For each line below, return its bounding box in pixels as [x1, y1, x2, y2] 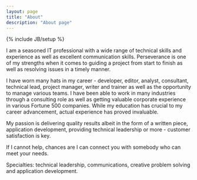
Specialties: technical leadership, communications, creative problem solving [6, 161, 191, 168]
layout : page [6, 8, 38, 15]
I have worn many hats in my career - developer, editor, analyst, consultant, [6, 77, 189, 84]
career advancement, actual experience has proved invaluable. [6, 108, 159, 115]
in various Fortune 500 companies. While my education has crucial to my [6, 102, 183, 109]
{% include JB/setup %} [6, 36, 65, 43]
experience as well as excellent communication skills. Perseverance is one [6, 54, 186, 61]
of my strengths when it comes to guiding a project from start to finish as [6, 59, 183, 66]
